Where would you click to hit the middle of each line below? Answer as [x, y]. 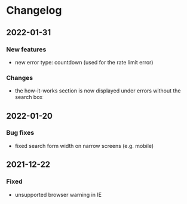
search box [29, 97]
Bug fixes [20, 133]
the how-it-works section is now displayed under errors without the [98, 91]
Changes [20, 78]
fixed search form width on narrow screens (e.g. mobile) [84, 146]
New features [26, 50]
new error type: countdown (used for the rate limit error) [84, 62]
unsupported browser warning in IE [58, 194]
